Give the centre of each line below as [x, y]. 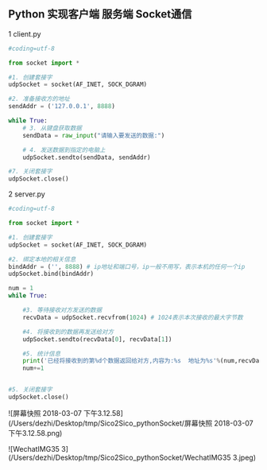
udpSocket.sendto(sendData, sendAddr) [87, 157]
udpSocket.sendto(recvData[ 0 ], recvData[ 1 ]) [97, 339]
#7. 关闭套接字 [31, 172]
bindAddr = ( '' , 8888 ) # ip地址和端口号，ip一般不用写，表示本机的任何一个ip [127, 266]
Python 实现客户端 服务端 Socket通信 [100, 14]
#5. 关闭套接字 [31, 390]
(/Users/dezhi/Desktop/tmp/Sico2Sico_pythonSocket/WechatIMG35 [120, 457]
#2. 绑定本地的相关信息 [42, 259]
